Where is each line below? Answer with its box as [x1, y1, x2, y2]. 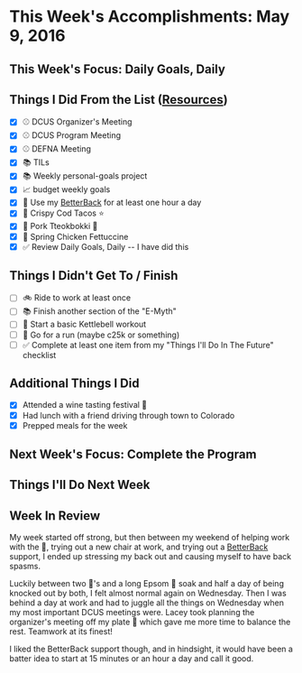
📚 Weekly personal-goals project [22, 171, 148, 181]
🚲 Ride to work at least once [22, 292, 132, 303]
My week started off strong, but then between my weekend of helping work [9, 532, 290, 543]
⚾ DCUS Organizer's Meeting [22, 116, 133, 127]
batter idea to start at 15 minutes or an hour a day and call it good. [9, 653, 254, 664]
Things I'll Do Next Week [9, 477, 151, 493]
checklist [22, 349, 57, 360]
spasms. [9, 561, 41, 572]
